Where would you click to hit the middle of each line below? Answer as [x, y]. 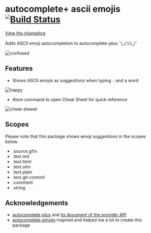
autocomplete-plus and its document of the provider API [69, 215]
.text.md [21, 156]
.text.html [22, 161]
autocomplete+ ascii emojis [63, 9]
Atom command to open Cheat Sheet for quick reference [70, 99]
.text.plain [22, 172]
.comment [22, 182]
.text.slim [21, 167]
